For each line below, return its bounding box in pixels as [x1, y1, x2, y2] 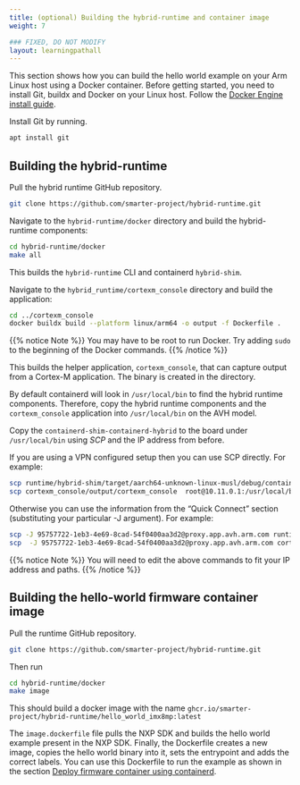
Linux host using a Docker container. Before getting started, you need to [9, 80, 275, 90]
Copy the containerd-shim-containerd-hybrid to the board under [9, 426, 248, 436]
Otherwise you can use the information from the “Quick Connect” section [9, 503, 279, 514]
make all [9, 250, 42, 259]
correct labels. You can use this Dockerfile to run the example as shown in [9, 756, 282, 767]
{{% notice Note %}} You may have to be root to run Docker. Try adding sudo [9, 335, 291, 346]
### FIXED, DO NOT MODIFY [9, 38, 105, 46]
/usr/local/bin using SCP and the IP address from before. [9, 435, 225, 445]
